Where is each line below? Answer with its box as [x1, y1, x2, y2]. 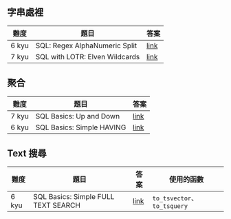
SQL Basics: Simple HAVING [35, 123, 126, 132]
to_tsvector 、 [152, 194, 199, 203]
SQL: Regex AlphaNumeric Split [35, 41, 137, 50]
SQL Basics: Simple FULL [33, 192, 115, 202]
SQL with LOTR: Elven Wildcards [35, 52, 140, 61]
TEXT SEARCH [33, 200, 81, 210]
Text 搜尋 [7, 147, 47, 160]
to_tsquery [152, 202, 188, 210]
